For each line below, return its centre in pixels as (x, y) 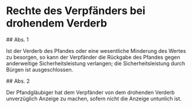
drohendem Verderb (57, 23)
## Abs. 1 (17, 39)
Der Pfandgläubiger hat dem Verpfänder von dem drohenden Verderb (90, 92)
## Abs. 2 (18, 81)
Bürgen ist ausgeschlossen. (40, 69)
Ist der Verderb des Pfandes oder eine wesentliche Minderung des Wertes (96, 50)
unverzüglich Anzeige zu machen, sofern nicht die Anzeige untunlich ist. (94, 99)
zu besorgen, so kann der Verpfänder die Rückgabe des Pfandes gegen (93, 57)
